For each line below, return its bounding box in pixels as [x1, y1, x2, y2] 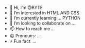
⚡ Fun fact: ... [9, 38, 36, 44]
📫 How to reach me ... [9, 26, 55, 31]
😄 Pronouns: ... [9, 33, 41, 39]
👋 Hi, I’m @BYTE [9, 5, 43, 10]
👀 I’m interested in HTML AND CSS [9, 10, 80, 16]
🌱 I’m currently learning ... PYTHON [9, 15, 81, 21]
